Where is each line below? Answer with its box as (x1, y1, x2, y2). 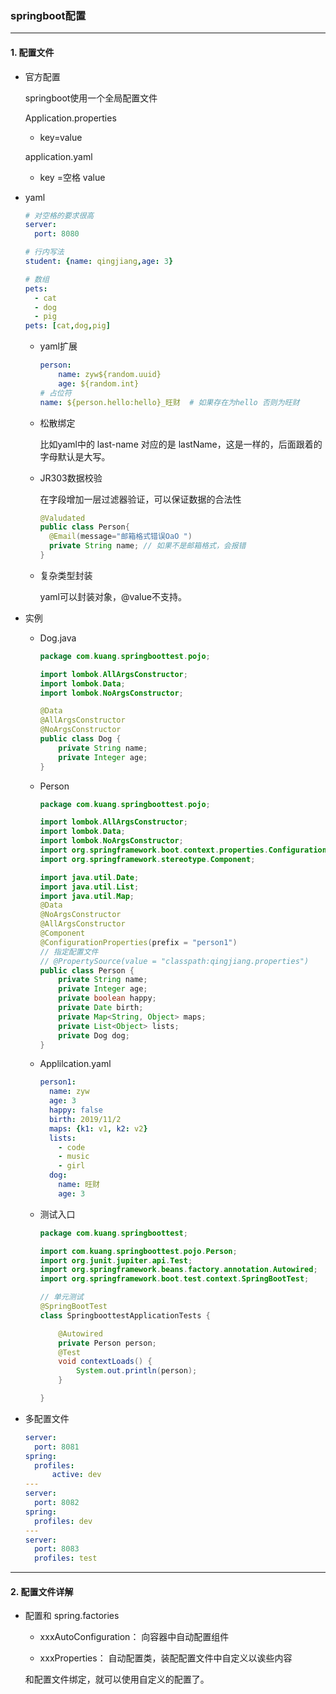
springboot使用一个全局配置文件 (24, 92, 158, 104)
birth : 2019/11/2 (48, 1114, 122, 1124)
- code (58, 1142, 86, 1152)
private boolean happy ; (58, 993, 157, 1004)
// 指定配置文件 (39, 947, 99, 957)
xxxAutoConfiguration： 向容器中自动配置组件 (39, 1631, 230, 1643)
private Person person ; (58, 1338, 157, 1348)
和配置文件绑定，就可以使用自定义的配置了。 (24, 1673, 210, 1686)
